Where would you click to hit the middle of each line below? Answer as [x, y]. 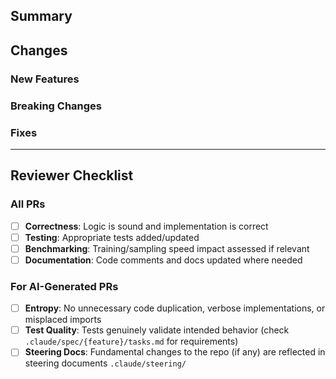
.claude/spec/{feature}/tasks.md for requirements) [131, 341]
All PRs [28, 204]
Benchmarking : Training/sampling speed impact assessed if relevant [167, 248]
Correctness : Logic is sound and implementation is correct [146, 226]
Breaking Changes [56, 106]
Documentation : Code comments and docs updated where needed [163, 260]
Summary [41, 16]
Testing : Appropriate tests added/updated [112, 237]
